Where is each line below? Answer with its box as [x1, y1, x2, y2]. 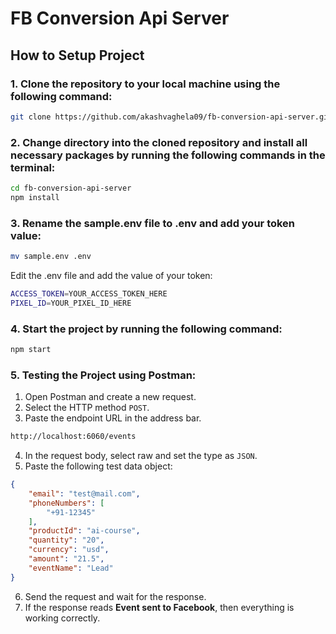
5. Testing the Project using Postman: [10, 368, 197, 382]
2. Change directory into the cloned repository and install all [10, 135, 308, 149]
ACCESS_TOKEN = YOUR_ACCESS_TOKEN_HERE [10, 288, 168, 299]
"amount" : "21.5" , [28, 554, 105, 564]
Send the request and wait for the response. [24, 590, 207, 602]
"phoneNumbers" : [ [28, 498, 105, 508]
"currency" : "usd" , [28, 545, 110, 555]
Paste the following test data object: [24, 460, 173, 472]
